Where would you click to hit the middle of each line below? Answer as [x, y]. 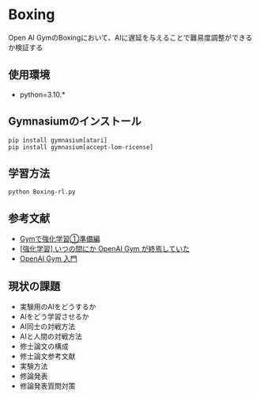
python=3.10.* [42, 94]
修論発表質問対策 [47, 386]
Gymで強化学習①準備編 [60, 239]
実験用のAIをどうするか [58, 306]
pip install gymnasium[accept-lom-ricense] [81, 147]
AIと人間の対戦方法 [51, 336]
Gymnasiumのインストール [75, 122]
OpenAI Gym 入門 [48, 258]
